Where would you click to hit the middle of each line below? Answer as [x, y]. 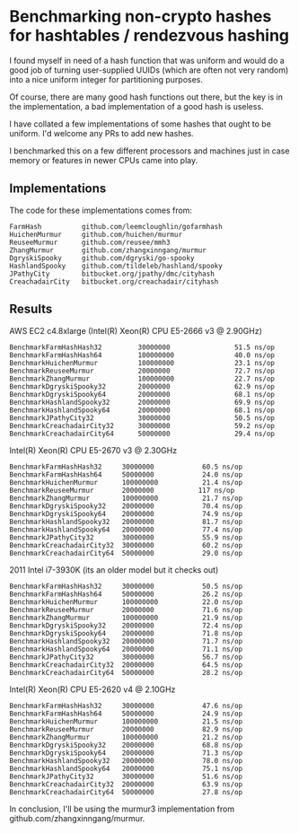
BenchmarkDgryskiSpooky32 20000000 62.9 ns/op [142, 386]
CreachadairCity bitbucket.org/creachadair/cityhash [114, 281]
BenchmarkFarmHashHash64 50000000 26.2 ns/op [126, 594]
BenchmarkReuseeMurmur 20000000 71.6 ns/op [126, 609]
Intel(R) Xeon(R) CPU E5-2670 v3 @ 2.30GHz [93, 450]
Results [31, 309]
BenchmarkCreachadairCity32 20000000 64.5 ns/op [126, 665]
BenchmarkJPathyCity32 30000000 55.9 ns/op [126, 537]
